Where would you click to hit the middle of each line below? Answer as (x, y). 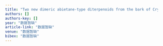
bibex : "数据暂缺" (22, 36)
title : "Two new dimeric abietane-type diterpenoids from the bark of (78, 9)
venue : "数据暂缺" (22, 32)
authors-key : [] (21, 18)
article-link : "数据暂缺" (30, 27)
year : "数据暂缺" (21, 23)
